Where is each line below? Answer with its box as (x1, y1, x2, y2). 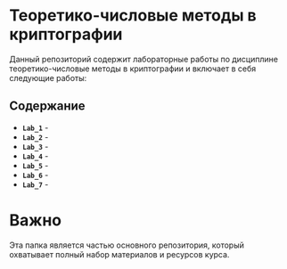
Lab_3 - (21, 141, 49, 151)
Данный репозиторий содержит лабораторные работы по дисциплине (9, 53, 279, 64)
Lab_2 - (21, 131, 49, 143)
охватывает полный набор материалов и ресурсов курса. (9, 249, 230, 259)
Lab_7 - (21, 179, 49, 190)
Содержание (9, 99, 86, 114)
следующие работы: (9, 72, 87, 83)
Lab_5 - (21, 159, 49, 170)
